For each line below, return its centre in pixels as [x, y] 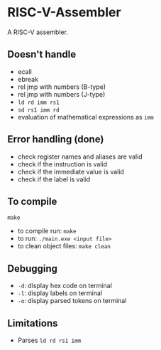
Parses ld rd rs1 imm [49, 340]
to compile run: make [47, 231]
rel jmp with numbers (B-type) [62, 87]
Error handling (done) [56, 139]
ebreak [28, 79]
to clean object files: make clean [64, 246]
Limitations [33, 323]
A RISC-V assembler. [38, 32]
